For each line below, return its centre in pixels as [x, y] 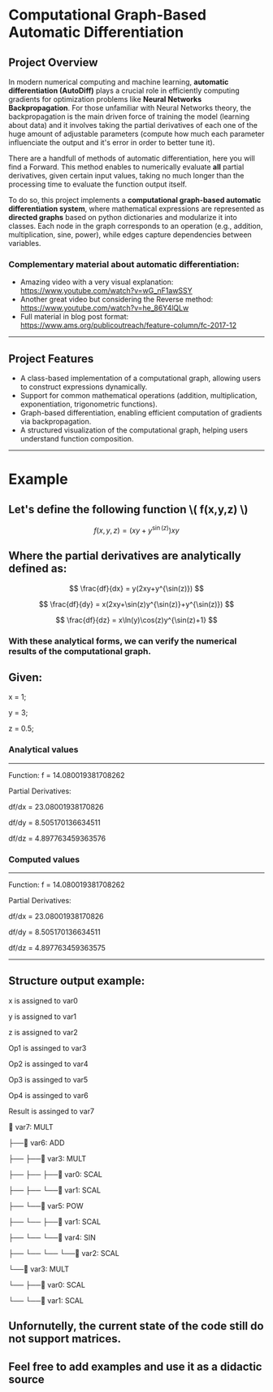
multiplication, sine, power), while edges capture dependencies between [130, 235]
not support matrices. [65, 1339]
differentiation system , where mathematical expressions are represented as [136, 209]
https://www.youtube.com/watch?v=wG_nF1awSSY [106, 291]
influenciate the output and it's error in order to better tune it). [112, 143]
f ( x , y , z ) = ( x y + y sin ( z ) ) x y [136, 529]
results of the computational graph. [80, 651]
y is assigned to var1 [43, 1017]
